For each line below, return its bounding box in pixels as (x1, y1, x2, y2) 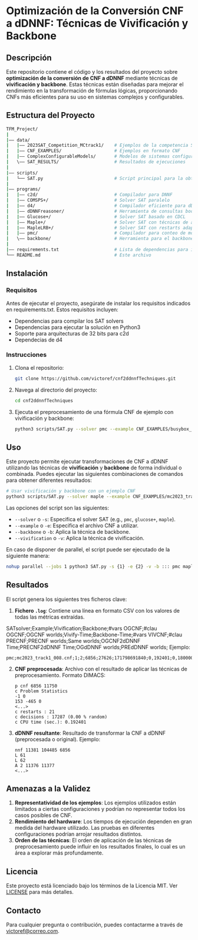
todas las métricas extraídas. (14, 613, 85, 620)
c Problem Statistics (14, 688, 68, 694)
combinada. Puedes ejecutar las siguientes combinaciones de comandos (6, 471, 184, 478)
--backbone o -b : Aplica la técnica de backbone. (14, 528, 131, 535)
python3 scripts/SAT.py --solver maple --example (6, 494, 131, 499)
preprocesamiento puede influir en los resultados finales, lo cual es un (14, 843, 186, 850)
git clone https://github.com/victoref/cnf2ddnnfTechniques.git (14, 376, 176, 382)
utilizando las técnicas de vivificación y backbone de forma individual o (6, 464, 182, 471)
